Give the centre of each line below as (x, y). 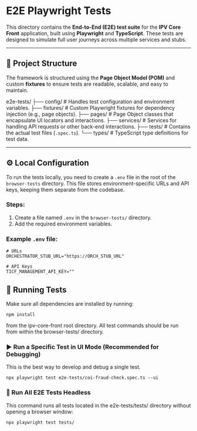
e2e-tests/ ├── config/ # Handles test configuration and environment (90, 102)
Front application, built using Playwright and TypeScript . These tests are (95, 33)
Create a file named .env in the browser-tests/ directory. (83, 217)
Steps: (16, 205)
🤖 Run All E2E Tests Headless (48, 393)
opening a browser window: (40, 412)
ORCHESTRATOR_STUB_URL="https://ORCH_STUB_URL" (65, 257)
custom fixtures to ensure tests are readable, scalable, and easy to (87, 84)
